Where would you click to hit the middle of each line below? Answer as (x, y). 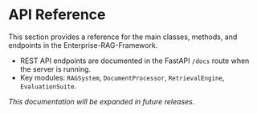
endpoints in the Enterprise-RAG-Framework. (83, 45)
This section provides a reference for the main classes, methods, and (123, 37)
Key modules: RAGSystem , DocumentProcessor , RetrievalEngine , (122, 77)
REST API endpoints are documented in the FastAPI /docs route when (135, 61)
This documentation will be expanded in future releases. (102, 101)
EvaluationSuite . (48, 86)
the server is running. (55, 69)
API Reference (57, 15)
